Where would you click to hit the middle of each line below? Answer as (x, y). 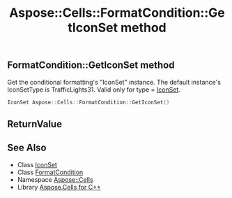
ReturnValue (35, 124)
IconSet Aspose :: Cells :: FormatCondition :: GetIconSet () (88, 102)
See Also (27, 148)
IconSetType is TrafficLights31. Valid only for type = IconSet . (94, 90)
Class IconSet (37, 164)
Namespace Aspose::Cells (55, 179)
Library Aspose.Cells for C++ (59, 187)
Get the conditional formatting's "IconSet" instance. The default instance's (114, 82)
